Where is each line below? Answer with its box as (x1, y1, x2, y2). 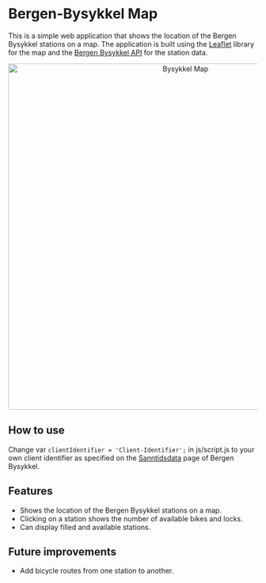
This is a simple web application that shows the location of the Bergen (8, 31, 237, 40)
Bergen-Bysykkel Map (8, 5, 158, 23)
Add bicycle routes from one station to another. (19, 566, 174, 576)
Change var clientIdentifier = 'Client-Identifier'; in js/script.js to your (8, 445, 255, 454)
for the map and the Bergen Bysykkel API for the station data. (8, 47, 208, 57)
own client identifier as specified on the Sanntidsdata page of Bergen (8, 452, 234, 463)
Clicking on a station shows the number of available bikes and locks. (19, 513, 243, 523)
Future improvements (8, 545, 117, 558)
